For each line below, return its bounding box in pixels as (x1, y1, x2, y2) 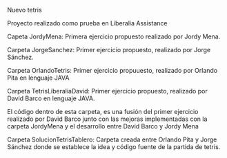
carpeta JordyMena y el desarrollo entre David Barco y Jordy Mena (7, 122, 199, 130)
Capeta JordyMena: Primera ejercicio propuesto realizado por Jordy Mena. (7, 32, 221, 41)
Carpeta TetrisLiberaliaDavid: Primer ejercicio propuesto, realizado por (7, 87, 208, 95)
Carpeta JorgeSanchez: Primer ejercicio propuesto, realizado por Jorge (7, 46, 211, 54)
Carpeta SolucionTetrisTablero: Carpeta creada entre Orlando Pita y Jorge (7, 135, 217, 144)
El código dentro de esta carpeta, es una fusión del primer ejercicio (7, 108, 199, 115)
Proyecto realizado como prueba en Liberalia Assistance (7, 19, 168, 27)
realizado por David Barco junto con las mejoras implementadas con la (7, 115, 208, 123)
